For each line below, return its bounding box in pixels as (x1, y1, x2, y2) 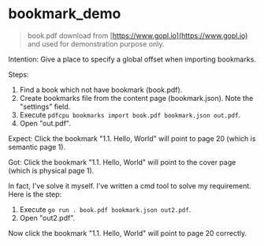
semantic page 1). (8, 142, 65, 151)
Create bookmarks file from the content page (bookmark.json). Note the (19, 93, 254, 102)
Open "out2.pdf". (19, 213, 76, 222)
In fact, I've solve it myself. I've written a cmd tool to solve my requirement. (8, 181, 252, 190)
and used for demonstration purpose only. (27, 39, 165, 48)
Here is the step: (8, 189, 61, 199)
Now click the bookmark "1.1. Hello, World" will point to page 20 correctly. (8, 228, 247, 237)
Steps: (8, 69, 29, 79)
